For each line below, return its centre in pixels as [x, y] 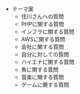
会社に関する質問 [42, 47]
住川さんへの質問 [42, 16]
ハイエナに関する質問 [48, 62]
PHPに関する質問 [42, 24]
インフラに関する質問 [48, 32]
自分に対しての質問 [45, 54]
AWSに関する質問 [43, 39]
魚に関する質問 [40, 69]
